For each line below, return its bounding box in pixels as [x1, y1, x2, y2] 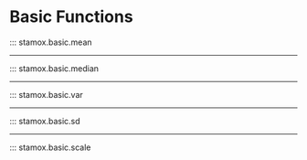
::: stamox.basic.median [9, 62, 99, 74]
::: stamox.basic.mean [9, 37, 93, 48]
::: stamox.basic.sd [9, 115, 80, 126]
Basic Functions [9, 6, 134, 27]
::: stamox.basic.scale [9, 142, 91, 153]
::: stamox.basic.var [9, 89, 84, 100]
